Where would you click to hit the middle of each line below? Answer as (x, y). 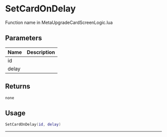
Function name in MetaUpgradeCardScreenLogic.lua (59, 22)
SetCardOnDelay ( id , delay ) (33, 125)
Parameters (24, 38)
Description (41, 52)
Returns (18, 86)
